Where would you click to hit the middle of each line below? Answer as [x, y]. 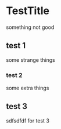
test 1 [16, 46]
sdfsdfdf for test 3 [28, 120]
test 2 [14, 75]
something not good [30, 27]
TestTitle [28, 11]
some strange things [31, 59]
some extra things [28, 88]
